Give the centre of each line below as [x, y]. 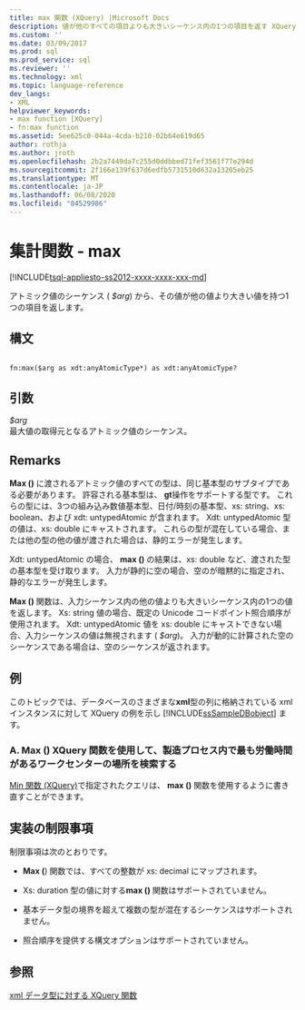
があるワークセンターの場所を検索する [93, 764]
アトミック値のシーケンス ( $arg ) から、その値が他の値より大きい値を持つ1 [149, 295]
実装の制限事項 [51, 828]
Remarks [35, 460]
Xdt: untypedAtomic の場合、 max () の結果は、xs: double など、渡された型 [150, 559]
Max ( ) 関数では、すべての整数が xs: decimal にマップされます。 [142, 871]
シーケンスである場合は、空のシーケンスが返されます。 [112, 647]
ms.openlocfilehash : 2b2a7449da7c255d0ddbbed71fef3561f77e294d [132, 161]
